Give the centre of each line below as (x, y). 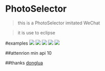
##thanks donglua (24, 63)
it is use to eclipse (36, 32)
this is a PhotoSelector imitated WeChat (59, 23)
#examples (17, 43)
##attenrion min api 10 (29, 53)
